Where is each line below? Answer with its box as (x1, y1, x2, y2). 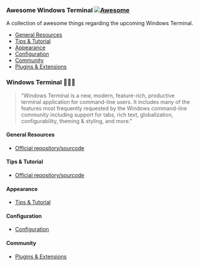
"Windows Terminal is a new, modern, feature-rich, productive (20, 92, 175, 99)
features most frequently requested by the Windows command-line (20, 104, 188, 112)
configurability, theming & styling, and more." (20, 117, 132, 124)
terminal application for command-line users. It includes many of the (20, 98, 190, 105)
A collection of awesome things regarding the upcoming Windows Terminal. (6, 20, 194, 27)
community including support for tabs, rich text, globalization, (20, 111, 174, 118)
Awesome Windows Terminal (6, 6, 93, 14)
